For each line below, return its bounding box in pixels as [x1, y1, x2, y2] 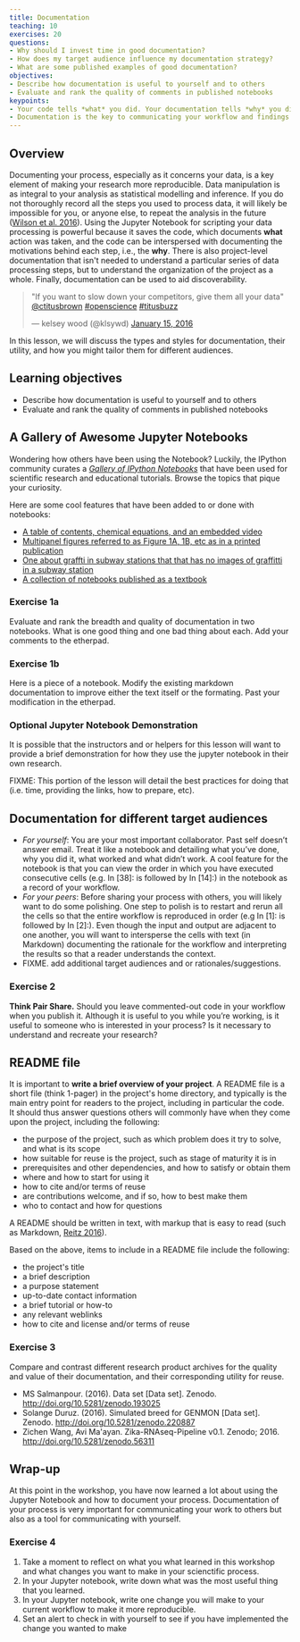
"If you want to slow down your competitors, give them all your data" [30, 291, 284, 302]
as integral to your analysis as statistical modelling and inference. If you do [9, 188, 284, 199]
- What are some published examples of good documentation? [9, 63, 238, 72]
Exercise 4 [9, 1536, 56, 1548]
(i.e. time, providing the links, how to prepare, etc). [9, 785, 195, 796]
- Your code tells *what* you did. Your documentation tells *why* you [9, 105, 281, 113]
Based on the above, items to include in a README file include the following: [9, 1244, 290, 1255]
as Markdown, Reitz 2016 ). [9, 1227, 107, 1238]
